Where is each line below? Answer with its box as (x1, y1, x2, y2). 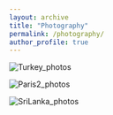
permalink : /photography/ (9, 29, 104, 38)
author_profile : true (9, 37, 89, 47)
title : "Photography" (9, 21, 89, 30)
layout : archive (9, 12, 69, 22)
